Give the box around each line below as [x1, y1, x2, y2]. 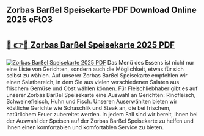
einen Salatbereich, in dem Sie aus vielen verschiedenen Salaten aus [6, 79, 180, 85]
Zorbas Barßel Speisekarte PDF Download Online [6, 5, 197, 15]
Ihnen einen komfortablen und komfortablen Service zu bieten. [6, 124, 164, 131]
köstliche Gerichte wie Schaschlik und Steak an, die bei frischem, [6, 104, 171, 112]
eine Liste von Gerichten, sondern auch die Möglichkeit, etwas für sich [6, 65, 184, 73]
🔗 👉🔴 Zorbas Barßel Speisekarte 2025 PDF [6, 40, 175, 50]
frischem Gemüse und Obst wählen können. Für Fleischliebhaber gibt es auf [6, 85, 198, 92]
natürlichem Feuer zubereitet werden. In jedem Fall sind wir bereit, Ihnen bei [6, 111, 198, 118]
